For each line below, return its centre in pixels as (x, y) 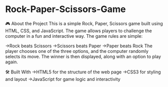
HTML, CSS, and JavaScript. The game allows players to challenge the (79, 31)
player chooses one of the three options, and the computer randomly (77, 51)
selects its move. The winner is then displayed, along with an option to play (83, 56)
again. (12, 62)
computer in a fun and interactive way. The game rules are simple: (74, 36)
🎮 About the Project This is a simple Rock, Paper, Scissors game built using (84, 23)
